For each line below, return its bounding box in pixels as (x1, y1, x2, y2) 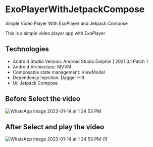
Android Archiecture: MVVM (12, 63, 72, 69)
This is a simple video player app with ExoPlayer (5, 30, 106, 36)
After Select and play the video (5, 123, 105, 131)
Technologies (5, 45, 49, 54)
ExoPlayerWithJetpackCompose (5, 4, 145, 15)
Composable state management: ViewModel (12, 69, 105, 75)
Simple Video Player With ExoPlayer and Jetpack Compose (5, 20, 128, 26)
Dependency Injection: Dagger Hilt (12, 75, 85, 81)
